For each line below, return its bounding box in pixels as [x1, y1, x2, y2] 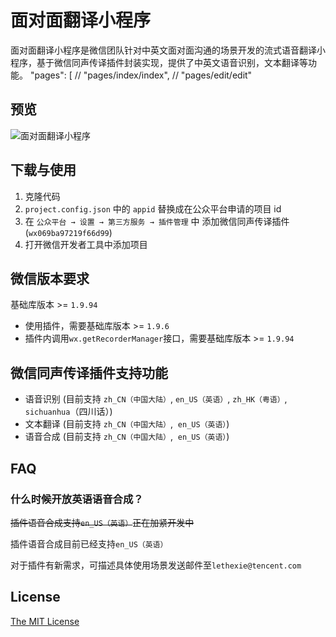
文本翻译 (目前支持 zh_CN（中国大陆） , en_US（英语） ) [24, 418, 230, 430]
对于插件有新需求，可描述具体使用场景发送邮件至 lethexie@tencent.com [10, 559, 302, 571]
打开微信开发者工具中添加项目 [24, 238, 148, 250]
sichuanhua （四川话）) [24, 406, 113, 418]
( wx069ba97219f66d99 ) [24, 226, 113, 238]
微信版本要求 [10, 270, 90, 287]
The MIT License [10, 615, 80, 627]
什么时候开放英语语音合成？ [10, 492, 144, 506]
